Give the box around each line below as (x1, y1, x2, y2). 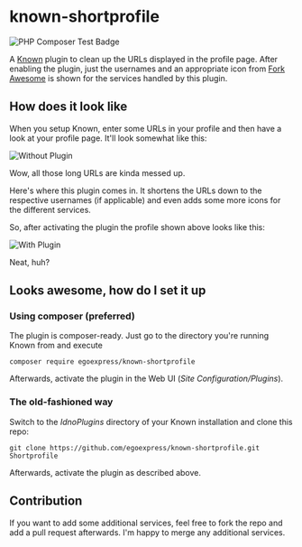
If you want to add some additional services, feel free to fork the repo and (9, 517, 283, 528)
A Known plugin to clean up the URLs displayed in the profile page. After (9, 53, 278, 64)
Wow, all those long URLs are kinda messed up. (9, 167, 186, 178)
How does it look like (9, 99, 128, 115)
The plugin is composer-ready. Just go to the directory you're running (9, 330, 270, 341)
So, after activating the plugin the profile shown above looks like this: (9, 221, 266, 232)
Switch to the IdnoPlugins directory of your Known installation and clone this (9, 416, 293, 427)
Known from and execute (9, 340, 104, 351)
